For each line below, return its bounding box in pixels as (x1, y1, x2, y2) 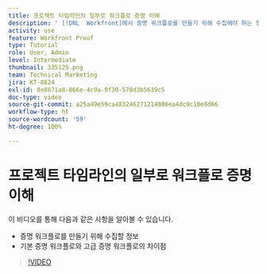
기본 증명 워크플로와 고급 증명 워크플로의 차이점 (19, 241, 167, 251)
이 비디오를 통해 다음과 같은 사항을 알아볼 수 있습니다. (8, 214, 173, 224)
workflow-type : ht (8, 108, 69, 116)
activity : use (8, 26, 56, 34)
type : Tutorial (8, 41, 59, 49)
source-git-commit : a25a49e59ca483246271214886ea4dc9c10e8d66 (8, 100, 219, 108)
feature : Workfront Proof (8, 33, 94, 42)
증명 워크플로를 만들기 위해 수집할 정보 (19, 231, 139, 241)
